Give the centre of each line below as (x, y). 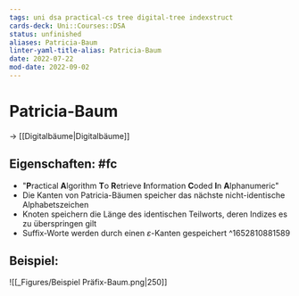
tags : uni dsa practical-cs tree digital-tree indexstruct (121, 17)
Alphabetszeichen (55, 204)
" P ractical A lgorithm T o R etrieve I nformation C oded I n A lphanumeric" (150, 185)
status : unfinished (46, 34)
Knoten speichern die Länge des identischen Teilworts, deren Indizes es (155, 214)
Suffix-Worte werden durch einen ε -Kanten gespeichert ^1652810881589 (156, 233)
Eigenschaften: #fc (63, 164)
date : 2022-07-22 (42, 59)
